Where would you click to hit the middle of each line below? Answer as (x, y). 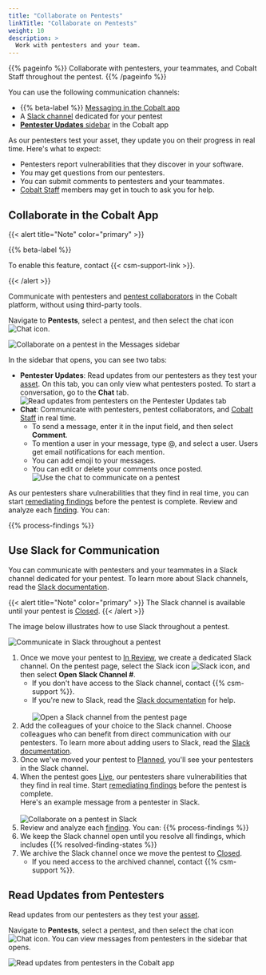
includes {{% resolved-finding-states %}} (88, 845)
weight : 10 (26, 30)
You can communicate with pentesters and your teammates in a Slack (123, 570)
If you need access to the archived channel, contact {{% (125, 861)
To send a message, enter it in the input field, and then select (132, 426)
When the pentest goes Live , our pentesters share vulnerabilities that (133, 776)
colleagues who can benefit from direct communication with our (125, 734)
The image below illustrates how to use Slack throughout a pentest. (119, 626)
